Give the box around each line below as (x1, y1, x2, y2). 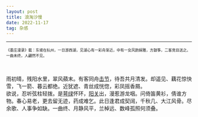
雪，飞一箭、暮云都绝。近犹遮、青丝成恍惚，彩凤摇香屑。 (6, 83, 146, 90)
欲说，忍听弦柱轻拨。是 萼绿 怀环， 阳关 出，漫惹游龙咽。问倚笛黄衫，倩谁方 (6, 90, 187, 97)
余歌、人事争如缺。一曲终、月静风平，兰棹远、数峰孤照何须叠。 (6, 105, 161, 112)
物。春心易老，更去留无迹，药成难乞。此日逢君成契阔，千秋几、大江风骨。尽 (6, 97, 192, 105)
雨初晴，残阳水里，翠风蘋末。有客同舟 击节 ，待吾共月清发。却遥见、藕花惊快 (6, 75, 192, 83)
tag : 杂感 (6, 25, 28, 31)
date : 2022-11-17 (6, 19, 49, 25)
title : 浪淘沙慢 (6, 14, 42, 20)
